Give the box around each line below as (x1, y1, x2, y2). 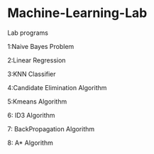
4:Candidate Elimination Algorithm (7, 83, 107, 92)
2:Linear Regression (7, 55, 66, 65)
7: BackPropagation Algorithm (7, 124, 95, 133)
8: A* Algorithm (7, 138, 53, 147)
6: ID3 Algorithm (7, 111, 55, 119)
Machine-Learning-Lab (7, 5, 148, 21)
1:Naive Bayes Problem (7, 42, 75, 50)
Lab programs (7, 28, 48, 37)
